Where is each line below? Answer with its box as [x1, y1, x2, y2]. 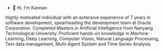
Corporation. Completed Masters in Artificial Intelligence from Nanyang [5, 25, 153, 31]
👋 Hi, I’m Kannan [12, 5, 47, 10]
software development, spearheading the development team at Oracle [5, 20, 151, 25]
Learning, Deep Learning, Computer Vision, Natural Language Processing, [5, 35, 159, 41]
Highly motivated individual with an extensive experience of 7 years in [5, 14, 151, 20]
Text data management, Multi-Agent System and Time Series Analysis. [5, 41, 152, 47]
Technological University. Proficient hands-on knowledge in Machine [5, 30, 149, 36]
